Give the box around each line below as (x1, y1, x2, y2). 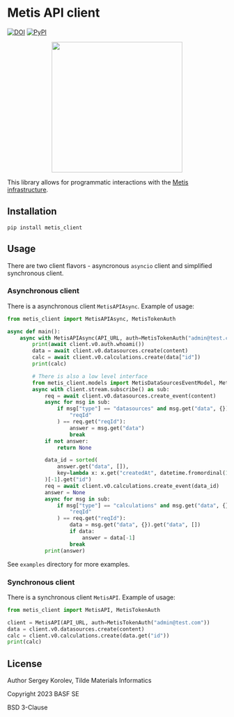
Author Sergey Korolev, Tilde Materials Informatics (7, 677, 152, 685)
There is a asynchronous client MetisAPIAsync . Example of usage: (7, 301, 195, 310)
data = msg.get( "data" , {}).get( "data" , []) (69, 521, 201, 528)
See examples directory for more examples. (7, 560, 130, 568)
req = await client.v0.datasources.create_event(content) (44, 392, 217, 400)
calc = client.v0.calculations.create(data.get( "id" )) (7, 632, 170, 639)
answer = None (44, 489, 86, 496)
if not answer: (44, 437, 89, 445)
